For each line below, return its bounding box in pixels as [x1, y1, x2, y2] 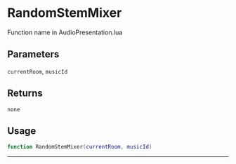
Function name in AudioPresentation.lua [7, 28, 123, 36]
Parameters [7, 48, 60, 60]
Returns [7, 88, 44, 100]
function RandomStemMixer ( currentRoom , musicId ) [7, 144, 152, 151]
